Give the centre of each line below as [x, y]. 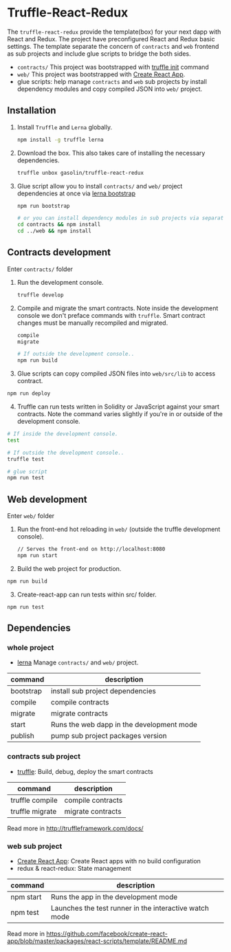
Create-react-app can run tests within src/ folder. [87, 594]
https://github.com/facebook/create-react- [107, 934]
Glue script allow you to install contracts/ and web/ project [100, 186]
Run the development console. [60, 282]
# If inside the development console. [63, 434]
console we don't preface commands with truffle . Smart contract [111, 315]
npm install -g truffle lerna [60, 140]
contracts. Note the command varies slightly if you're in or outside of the [120, 414]
